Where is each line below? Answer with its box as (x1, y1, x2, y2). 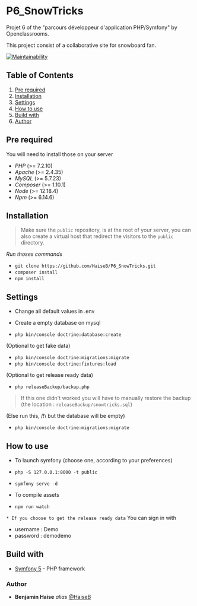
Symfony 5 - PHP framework (14, 565, 85, 572)
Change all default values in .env (14, 307, 95, 315)
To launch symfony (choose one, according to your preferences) (14, 457, 173, 464)
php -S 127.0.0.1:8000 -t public (14, 469, 98, 475)
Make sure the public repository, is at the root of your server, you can (20, 227, 191, 234)
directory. (20, 239, 45, 246)
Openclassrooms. (6, 30, 49, 37)
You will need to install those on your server (6, 150, 113, 158)
